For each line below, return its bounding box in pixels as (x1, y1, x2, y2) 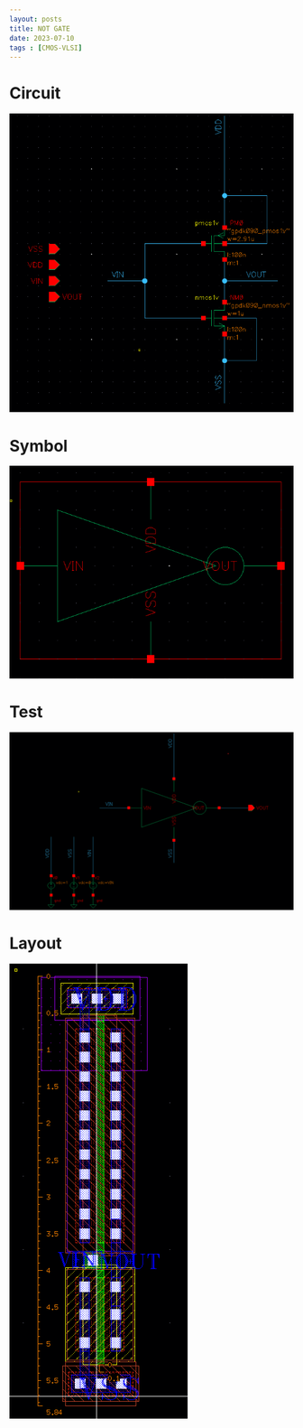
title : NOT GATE (9, 23, 70, 33)
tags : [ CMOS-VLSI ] (9, 43, 83, 52)
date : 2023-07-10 (9, 33, 75, 42)
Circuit (9, 83, 61, 104)
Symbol (9, 435, 69, 456)
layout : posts (9, 14, 63, 23)
